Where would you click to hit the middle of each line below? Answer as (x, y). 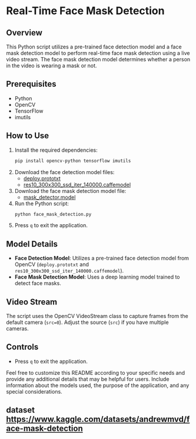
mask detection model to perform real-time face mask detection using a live (98, 53)
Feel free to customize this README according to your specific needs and (96, 372)
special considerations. (34, 391)
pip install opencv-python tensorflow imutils (73, 160)
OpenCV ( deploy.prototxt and (52, 264)
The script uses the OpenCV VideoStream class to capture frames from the (97, 316)
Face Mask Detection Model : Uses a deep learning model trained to (97, 277)
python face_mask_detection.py (53, 214)
